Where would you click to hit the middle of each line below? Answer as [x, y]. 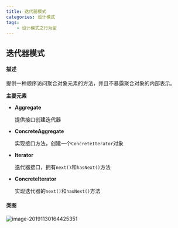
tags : [13, 22]
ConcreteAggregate [39, 131]
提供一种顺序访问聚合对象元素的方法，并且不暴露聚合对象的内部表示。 [91, 83]
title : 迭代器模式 [26, 11]
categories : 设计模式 [31, 17]
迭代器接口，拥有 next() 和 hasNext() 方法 [63, 167]
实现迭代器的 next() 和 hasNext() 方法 [57, 190]
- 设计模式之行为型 [37, 28]
